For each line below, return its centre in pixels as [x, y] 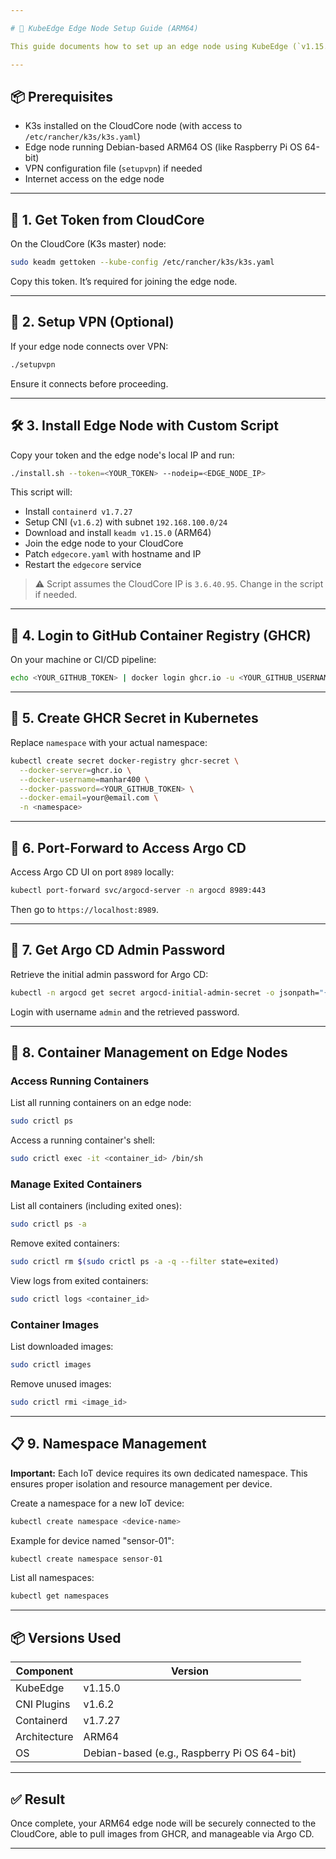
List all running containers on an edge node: [101, 1103]
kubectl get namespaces [60, 1596]
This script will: [41, 492]
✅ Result [38, 1799]
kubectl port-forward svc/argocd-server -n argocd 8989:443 [138, 890]
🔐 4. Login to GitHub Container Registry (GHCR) [161, 635]
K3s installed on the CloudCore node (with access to [133, 126]
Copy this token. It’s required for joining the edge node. [124, 281]
